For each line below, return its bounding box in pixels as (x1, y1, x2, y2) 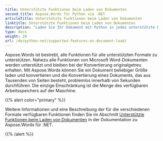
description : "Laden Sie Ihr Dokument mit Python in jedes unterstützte (5, 25, 155, 30)
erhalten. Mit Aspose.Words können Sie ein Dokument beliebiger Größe (5, 67, 148, 73)
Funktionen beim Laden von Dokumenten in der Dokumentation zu (5, 116, 138, 122)
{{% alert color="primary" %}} (5, 97, 66, 103)
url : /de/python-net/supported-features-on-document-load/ (5, 39, 127, 43)
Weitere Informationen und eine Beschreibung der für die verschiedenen (5, 106, 150, 112)
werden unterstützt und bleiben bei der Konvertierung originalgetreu (5, 62, 142, 68)
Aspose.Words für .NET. (5, 122, 53, 127)
